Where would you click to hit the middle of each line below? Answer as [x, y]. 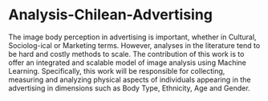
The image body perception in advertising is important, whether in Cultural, [132, 37]
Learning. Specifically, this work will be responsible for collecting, [117, 71]
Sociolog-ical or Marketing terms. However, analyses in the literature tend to [134, 45]
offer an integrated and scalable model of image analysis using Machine [128, 63]
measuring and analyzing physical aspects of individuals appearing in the [130, 79]
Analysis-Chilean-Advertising [110, 15]
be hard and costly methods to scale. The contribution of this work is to [126, 54]
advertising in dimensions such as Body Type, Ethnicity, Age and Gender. [129, 88]
